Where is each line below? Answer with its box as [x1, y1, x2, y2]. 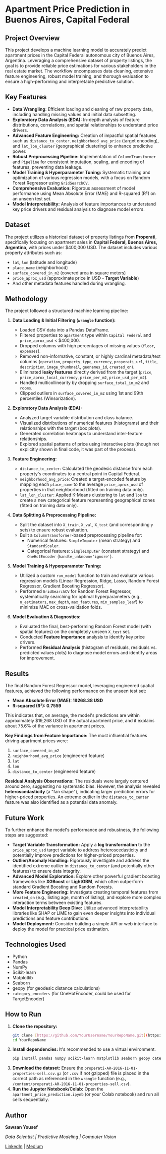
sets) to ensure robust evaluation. [19, 527, 88, 533]
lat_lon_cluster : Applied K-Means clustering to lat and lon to [19, 492, 148, 498]
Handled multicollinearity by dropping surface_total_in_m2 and [19, 380, 149, 385]
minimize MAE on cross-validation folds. [19, 604, 103, 610]
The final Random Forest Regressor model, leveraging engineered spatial [5, 683, 154, 689]
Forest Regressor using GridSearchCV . [12, 180, 89, 186]
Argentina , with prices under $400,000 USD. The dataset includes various [5, 244, 158, 250]
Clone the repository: [12, 1023, 57, 1029]
